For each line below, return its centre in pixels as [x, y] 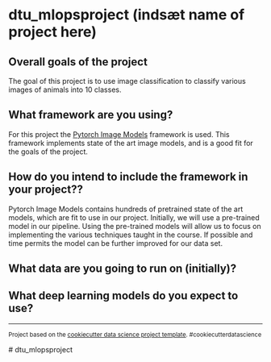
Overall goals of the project [78, 62]
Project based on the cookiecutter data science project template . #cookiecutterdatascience [135, 335]
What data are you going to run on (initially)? [122, 269]
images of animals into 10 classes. [65, 89]
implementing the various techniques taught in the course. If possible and [131, 235]
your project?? [46, 190]
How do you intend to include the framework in [128, 177]
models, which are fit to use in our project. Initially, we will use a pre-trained [134, 217]
